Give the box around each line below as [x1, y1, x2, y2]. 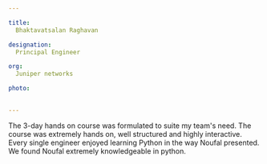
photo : [8, 85, 30, 93]
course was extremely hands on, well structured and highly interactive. [8, 129, 243, 138]
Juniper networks [15, 70, 74, 78]
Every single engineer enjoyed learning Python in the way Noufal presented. [8, 138, 260, 147]
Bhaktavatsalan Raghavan [15, 26, 99, 34]
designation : [8, 41, 52, 49]
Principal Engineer [15, 48, 81, 56]
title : [8, 18, 30, 26]
